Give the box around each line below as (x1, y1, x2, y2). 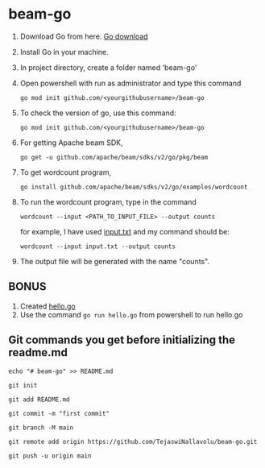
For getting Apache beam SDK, (19, 138, 123, 147)
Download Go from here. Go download (19, 31, 148, 41)
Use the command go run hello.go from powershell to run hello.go (19, 309, 243, 319)
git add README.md (8, 396, 70, 404)
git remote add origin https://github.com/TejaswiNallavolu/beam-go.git (8, 437, 258, 445)
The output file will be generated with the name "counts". (19, 256, 210, 266)
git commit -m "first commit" (8, 409, 110, 417)
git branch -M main (8, 424, 74, 432)
